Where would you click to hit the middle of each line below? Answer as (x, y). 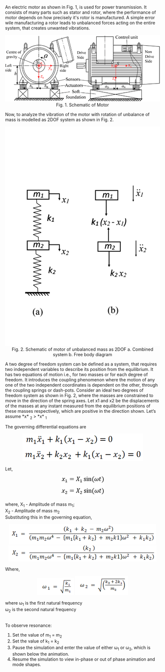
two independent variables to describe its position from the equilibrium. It (79, 369)
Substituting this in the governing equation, (49, 517)
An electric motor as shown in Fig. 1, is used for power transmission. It (76, 7)
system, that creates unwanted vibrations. (48, 28)
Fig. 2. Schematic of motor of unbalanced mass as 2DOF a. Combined (82, 349)
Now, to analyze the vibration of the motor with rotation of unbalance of (77, 115)
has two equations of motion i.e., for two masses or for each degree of (77, 374)
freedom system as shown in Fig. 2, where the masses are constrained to (79, 395)
